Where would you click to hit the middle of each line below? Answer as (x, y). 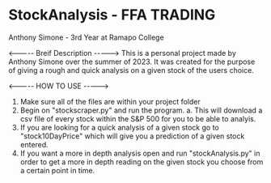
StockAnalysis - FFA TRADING (112, 15)
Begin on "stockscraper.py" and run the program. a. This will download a (141, 110)
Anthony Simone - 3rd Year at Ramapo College (86, 37)
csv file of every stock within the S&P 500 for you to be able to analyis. (138, 118)
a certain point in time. (57, 170)
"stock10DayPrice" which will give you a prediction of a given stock (132, 136)
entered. (34, 144)
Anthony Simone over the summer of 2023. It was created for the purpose (132, 62)
